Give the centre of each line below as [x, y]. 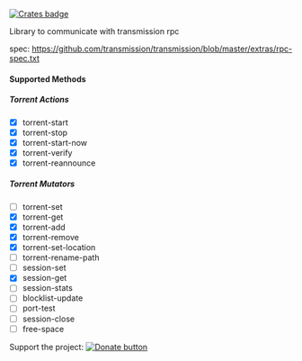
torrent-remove [50, 238]
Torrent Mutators [42, 184]
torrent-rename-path [61, 257]
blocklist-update [53, 298]
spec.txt [25, 58]
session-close [48, 319]
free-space [43, 329]
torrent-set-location [59, 248]
